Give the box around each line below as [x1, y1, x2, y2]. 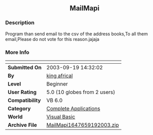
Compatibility [8, 97, 41, 104]
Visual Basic [46, 113, 75, 120]
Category [8, 105, 31, 112]
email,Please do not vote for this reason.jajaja [5, 36, 100, 42]
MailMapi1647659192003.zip [46, 121, 119, 128]
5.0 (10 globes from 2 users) [46, 88, 116, 96]
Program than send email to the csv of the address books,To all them [5, 30, 148, 37]
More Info [5, 49, 30, 56]
